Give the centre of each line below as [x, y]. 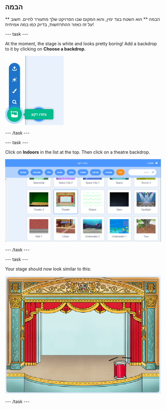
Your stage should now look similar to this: [48, 269]
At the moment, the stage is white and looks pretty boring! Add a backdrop [81, 44]
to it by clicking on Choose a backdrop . [45, 49]
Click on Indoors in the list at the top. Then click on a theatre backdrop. [78, 152]
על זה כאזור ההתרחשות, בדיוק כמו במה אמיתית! [49, 24]
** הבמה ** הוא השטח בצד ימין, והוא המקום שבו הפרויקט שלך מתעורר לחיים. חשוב [83, 19]
